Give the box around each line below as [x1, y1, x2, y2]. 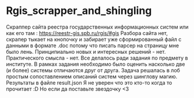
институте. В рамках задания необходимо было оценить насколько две [6, 60, 185, 68]
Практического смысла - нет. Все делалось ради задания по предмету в [6, 54, 188, 61]
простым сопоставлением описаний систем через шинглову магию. [6, 73, 178, 80]
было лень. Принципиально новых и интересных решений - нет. [6, 48, 166, 55]
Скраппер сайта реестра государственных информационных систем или [6, 23, 189, 30]
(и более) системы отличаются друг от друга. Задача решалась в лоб [6, 66, 181, 73]
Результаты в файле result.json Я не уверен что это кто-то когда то [6, 79, 172, 86]
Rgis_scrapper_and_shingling [6, 4, 152, 17]
